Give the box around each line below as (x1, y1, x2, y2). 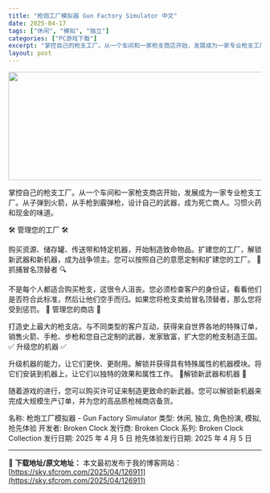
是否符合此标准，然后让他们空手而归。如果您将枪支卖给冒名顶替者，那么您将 (8, 295, 262, 304)
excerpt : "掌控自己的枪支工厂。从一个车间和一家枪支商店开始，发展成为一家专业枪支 (8, 42, 254, 50)
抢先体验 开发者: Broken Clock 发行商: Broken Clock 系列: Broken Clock (8, 424, 243, 433)
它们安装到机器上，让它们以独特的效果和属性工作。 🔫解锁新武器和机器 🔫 (8, 369, 247, 379)
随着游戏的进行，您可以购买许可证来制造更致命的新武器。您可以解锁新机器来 (8, 386, 262, 396)
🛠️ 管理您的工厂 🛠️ (8, 225, 69, 234)
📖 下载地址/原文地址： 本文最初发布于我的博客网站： (8, 458, 182, 467)
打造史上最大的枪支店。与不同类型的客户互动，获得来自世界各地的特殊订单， (8, 321, 262, 331)
